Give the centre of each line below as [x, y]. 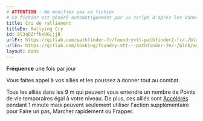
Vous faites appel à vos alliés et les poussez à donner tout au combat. [93, 80]
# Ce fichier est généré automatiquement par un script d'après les [94, 18]
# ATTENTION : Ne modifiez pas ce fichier [60, 12]
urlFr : [14, 40]
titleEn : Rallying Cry [35, 29]
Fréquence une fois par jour [41, 68]
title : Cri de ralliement [39, 23]
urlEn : [14, 46]
